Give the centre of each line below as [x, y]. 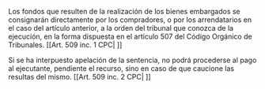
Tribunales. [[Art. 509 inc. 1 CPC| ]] [65, 45]
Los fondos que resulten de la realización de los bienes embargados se [125, 11]
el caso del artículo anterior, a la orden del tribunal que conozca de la [121, 28]
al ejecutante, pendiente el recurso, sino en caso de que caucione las [121, 69]
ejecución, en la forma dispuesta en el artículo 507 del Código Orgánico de [130, 36]
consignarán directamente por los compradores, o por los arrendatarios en [130, 20]
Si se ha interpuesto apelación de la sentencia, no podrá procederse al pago [132, 60]
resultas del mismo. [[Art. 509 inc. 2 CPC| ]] [80, 77]
